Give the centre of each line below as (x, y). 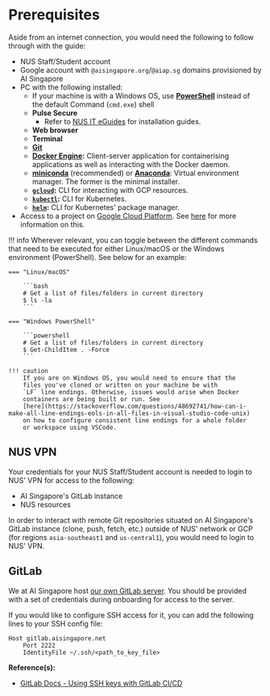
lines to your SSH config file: (56, 623)
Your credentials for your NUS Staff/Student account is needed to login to (130, 472)
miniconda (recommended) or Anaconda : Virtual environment (135, 173)
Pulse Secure (55, 113)
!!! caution (28, 371)
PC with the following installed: (71, 87)
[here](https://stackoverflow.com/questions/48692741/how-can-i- (135, 406)
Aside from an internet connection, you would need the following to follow (131, 37)
